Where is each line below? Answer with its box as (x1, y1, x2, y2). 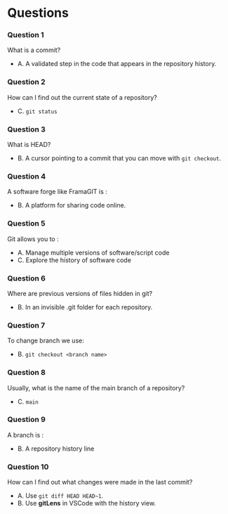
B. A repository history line (17, 444, 95, 453)
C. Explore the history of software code (17, 255, 132, 264)
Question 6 (7, 273, 46, 283)
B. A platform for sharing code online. (17, 201, 126, 210)
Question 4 (7, 172, 46, 181)
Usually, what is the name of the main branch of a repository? (7, 383, 185, 392)
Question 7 (7, 320, 46, 330)
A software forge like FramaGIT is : (7, 188, 107, 196)
